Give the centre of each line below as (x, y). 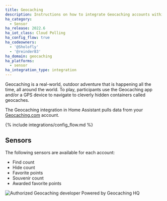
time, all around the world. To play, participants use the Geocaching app (79, 90)
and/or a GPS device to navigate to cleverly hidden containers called (75, 95)
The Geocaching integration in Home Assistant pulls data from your (74, 110)
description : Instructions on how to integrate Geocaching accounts (78, 14)
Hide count (24, 167)
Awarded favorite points (37, 183)
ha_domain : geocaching (29, 56)
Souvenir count (28, 178)
